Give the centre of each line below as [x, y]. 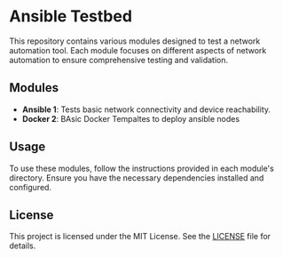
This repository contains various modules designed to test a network [135, 41]
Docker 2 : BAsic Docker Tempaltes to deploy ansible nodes [131, 118]
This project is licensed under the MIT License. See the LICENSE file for [140, 237]
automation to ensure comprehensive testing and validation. [119, 60]
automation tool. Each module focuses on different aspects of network [138, 50]
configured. [30, 187]
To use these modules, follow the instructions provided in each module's [142, 168]
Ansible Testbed [71, 16]
